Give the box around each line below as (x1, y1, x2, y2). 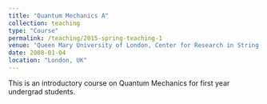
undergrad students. (8, 86, 76, 96)
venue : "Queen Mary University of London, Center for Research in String (8, 42, 260, 50)
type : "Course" (8, 26, 59, 34)
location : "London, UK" (8, 57, 88, 65)
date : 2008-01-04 (8, 49, 66, 57)
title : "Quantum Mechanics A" (8, 11, 110, 20)
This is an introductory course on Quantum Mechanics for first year (8, 78, 230, 88)
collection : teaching (8, 19, 81, 27)
